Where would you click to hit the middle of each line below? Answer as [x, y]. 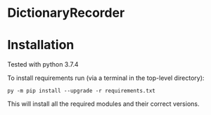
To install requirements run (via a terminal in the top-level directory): [106, 78]
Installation [41, 45]
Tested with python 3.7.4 [43, 65]
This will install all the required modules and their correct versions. [103, 104]
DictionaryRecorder [66, 13]
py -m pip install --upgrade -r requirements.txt [82, 91]
